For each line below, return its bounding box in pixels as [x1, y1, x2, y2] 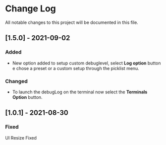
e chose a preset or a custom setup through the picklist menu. [12, 65, 140, 71]
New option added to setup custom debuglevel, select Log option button [12, 60, 161, 66]
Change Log [5, 3, 56, 14]
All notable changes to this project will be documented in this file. [5, 19, 139, 25]
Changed [5, 77, 28, 84]
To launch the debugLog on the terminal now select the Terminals [12, 89, 148, 95]
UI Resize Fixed [5, 135, 37, 141]
